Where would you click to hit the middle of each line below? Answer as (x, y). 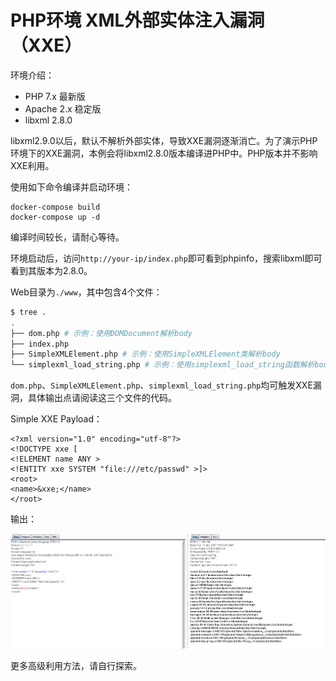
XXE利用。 (32, 165)
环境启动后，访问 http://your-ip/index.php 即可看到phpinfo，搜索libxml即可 (166, 258)
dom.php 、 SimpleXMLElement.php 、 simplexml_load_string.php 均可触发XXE (161, 385)
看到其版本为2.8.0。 (51, 270)
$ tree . (28, 312)
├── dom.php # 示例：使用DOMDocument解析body (101, 333)
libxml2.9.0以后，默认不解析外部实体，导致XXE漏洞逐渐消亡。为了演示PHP (164, 140)
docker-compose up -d (55, 217)
